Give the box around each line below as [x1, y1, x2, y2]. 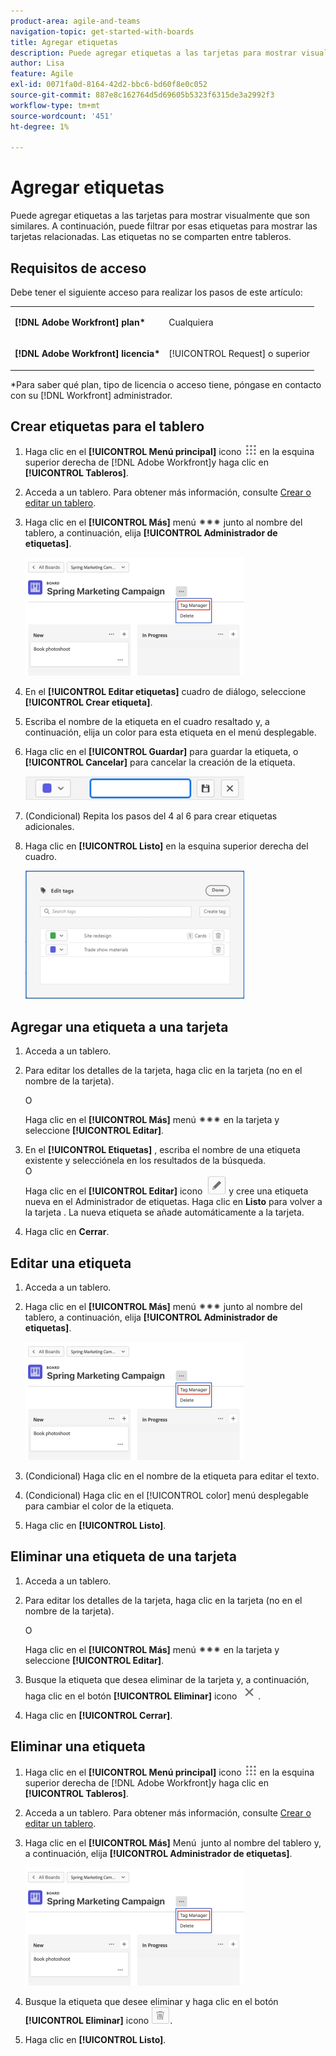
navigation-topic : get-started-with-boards [10, 26, 195, 37]
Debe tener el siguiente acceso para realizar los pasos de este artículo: [10, 286, 303, 298]
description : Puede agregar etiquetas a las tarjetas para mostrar [10, 48, 298, 58]
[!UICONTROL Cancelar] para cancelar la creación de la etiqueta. [24, 756, 296, 769]
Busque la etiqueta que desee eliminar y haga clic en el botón [24, 1995, 279, 2007]
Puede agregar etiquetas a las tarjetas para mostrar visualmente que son [10, 210, 311, 222]
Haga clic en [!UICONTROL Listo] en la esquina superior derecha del [24, 840, 309, 852]
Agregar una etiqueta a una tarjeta [10, 1018, 229, 1035]
